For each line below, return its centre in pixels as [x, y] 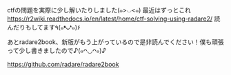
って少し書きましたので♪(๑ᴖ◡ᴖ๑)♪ [57, 51]
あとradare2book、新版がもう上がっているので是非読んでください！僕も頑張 [115, 42]
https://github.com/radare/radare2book [63, 64]
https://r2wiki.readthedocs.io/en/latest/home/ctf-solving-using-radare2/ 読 [114, 19]
